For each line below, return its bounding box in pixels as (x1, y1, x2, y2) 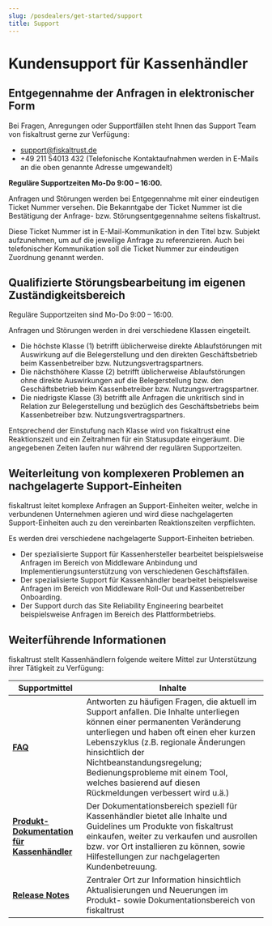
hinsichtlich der (86, 746, 145, 757)
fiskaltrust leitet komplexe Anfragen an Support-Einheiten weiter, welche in (8, 501, 258, 510)
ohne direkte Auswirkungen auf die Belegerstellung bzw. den (19, 376, 224, 386)
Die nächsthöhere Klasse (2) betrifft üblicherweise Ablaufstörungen (19, 367, 245, 377)
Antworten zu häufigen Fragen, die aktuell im (86, 696, 257, 707)
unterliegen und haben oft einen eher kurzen (86, 726, 257, 737)
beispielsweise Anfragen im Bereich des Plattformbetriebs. (19, 609, 216, 620)
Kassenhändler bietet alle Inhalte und (86, 810, 227, 821)
